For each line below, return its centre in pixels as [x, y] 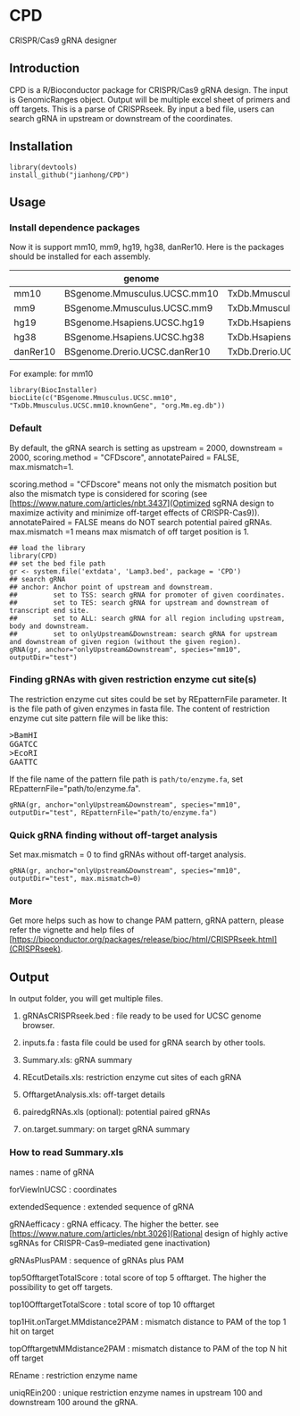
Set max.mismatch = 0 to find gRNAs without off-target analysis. [128, 855]
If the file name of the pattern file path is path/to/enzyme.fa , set [126, 779]
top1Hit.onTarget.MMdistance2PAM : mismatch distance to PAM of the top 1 [148, 1321]
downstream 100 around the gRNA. [74, 1402]
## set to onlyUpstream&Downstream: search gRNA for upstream [143, 634]
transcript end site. [50, 610]
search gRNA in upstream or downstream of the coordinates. [121, 118]
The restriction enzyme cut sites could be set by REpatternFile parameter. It [148, 699]
